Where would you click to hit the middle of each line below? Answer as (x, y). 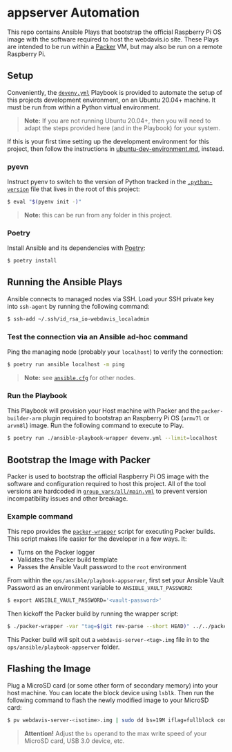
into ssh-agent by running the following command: (78, 306)
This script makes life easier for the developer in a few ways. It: (97, 539)
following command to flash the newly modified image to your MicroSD (108, 700)
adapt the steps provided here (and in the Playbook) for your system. (122, 128)
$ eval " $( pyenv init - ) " (44, 202)
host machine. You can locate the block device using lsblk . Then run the (111, 692)
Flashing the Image (49, 669)
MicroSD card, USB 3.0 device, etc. (74, 741)
